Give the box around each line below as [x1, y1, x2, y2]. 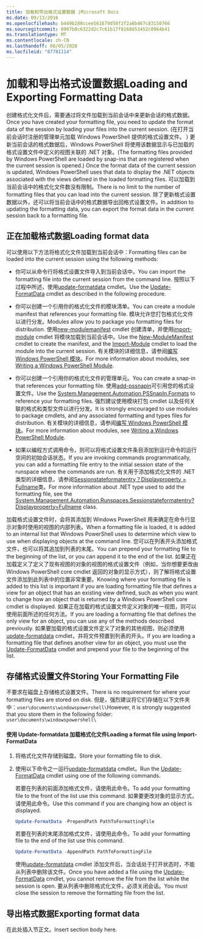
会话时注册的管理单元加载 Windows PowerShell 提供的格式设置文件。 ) [11, 133, 189, 141]
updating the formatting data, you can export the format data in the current [6, 205, 194, 213]
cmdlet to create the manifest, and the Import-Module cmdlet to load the [15, 340, 197, 347]
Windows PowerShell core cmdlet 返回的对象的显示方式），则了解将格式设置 [6, 568, 197, 575]
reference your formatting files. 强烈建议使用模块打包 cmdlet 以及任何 [15, 397, 190, 404]
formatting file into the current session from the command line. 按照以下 [15, 276, 195, 283]
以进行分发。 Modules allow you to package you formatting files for [15, 318, 183, 325]
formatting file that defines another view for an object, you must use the [6, 639, 187, 646]
